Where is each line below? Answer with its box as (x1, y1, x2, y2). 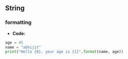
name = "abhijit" (5, 44, 41, 49)
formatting (5, 19, 32, 26)
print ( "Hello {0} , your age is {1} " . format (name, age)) (5, 49, 124, 54)
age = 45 (5, 40, 23, 45)
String (5, 4, 25, 12)
